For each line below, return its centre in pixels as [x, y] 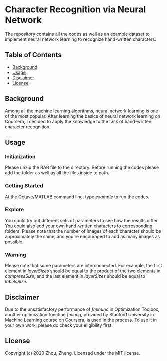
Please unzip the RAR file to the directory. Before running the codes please [82, 167]
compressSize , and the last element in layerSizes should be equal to [75, 276]
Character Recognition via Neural [76, 9]
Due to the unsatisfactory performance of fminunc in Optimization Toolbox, [82, 309]
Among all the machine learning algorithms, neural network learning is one [82, 111]
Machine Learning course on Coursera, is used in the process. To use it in [81, 320]
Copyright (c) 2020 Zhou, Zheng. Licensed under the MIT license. [73, 353]
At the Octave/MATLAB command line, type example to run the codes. [77, 197]
